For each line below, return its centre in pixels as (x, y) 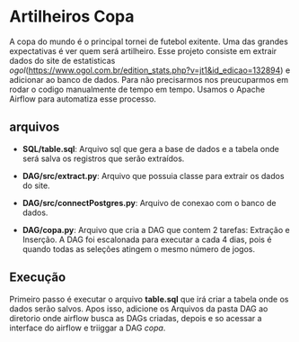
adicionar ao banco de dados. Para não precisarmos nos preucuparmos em (149, 79)
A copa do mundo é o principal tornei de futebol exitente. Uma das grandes (149, 41)
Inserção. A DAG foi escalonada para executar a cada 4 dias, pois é (147, 239)
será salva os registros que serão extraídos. (103, 158)
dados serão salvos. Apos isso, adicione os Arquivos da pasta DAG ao (139, 309)
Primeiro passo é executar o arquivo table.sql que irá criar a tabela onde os (149, 299)
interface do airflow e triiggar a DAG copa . (88, 328)
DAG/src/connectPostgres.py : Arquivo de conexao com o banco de (149, 202)
